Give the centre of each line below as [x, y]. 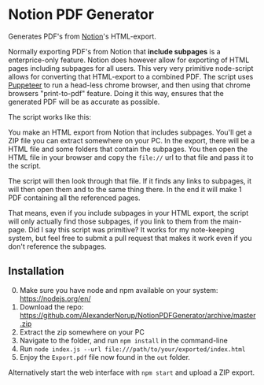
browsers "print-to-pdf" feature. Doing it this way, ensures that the [116, 93]
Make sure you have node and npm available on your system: [119, 290]
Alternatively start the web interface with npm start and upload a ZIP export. [132, 372]
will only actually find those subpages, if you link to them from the [115, 221]
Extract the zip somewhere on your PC [82, 331]
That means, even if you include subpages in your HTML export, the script [128, 213]
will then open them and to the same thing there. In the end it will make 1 [125, 189]
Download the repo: [51, 307]
